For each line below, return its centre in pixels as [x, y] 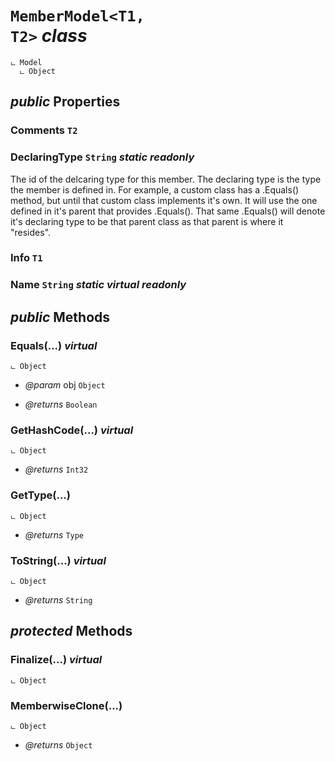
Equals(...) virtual [54, 345]
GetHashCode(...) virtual [72, 430]
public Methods [60, 317]
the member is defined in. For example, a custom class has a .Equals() [155, 189]
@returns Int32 [56, 469]
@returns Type [54, 534]
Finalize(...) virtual [56, 660]
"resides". [31, 232]
